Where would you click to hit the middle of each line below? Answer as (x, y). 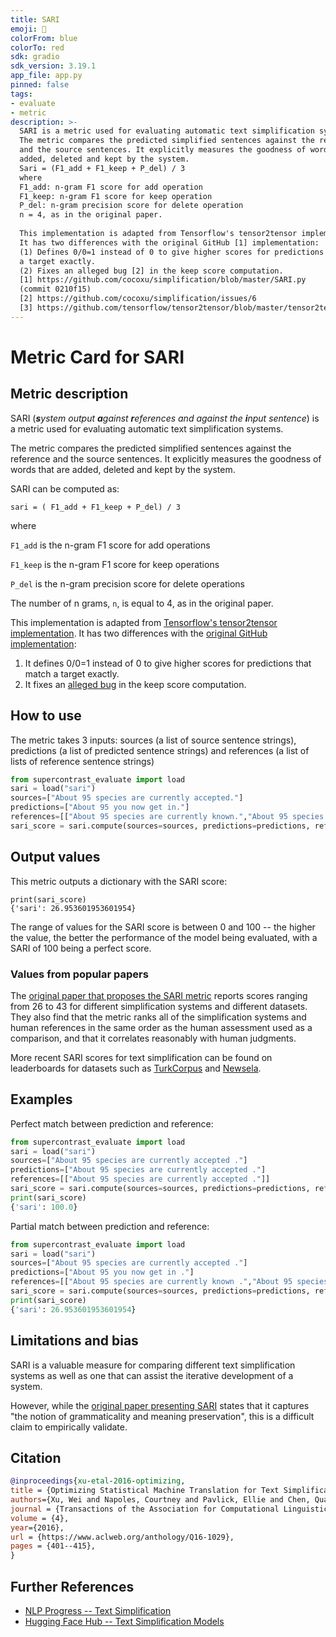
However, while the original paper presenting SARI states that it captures (160, 1405)
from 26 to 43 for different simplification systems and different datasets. (159, 1006)
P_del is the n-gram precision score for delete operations (127, 583)
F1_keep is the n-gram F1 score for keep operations (115, 564)
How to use (46, 716)
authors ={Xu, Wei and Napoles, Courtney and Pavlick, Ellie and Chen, (160, 1500)
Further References (72, 1586)
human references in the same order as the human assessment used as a (161, 1027)
